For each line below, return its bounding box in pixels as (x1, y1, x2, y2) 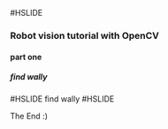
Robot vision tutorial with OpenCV (10, 29, 160, 42)
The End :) (10, 110, 48, 122)
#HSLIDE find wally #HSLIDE (10, 94, 115, 104)
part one (10, 51, 42, 62)
